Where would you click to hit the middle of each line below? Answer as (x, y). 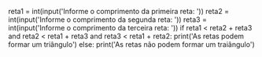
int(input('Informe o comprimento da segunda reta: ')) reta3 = (107, 20)
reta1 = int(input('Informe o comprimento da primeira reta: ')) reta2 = (119, 11)
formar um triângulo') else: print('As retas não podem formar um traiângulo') (131, 45)
